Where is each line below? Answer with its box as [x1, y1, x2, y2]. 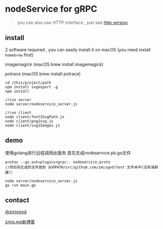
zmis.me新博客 [5, 219, 35, 225]
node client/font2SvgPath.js [5, 114, 65, 119]
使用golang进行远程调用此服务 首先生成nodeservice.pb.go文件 [5, 150, 131, 156]
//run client [5, 110, 32, 115]
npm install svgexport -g [5, 84, 58, 89]
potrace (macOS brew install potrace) [5, 71, 81, 77]
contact [5, 196, 29, 204]
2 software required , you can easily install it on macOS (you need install [5, 46, 151, 52]
